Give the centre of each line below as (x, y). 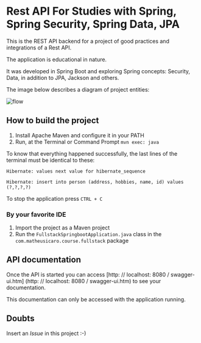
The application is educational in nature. (57, 59)
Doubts (20, 319)
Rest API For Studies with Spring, (91, 11)
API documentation (44, 260)
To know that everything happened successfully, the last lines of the (92, 153)
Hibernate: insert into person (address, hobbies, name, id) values (95, 182)
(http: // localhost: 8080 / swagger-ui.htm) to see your (93, 281)
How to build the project (53, 121)
